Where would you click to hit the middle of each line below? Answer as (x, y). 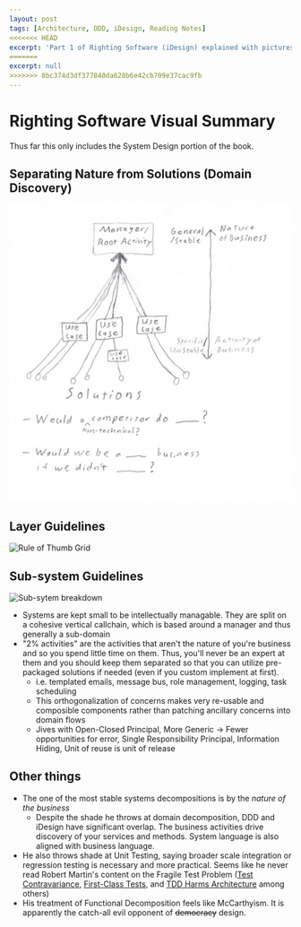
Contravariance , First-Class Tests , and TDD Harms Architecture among (153, 884)
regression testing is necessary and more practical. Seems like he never (155, 864)
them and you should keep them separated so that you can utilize (143, 663)
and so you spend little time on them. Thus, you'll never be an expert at (153, 653)
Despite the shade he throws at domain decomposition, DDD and (155, 817)
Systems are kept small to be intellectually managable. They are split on (154, 615)
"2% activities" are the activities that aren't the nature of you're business (156, 643)
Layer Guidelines (57, 526)
